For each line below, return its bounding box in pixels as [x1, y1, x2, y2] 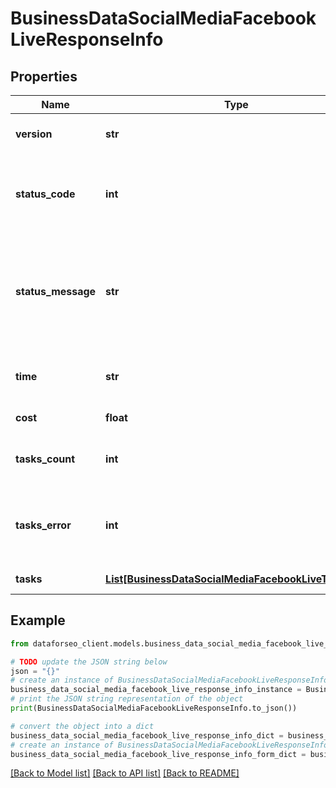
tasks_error [15, 518, 72, 532]
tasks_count [15, 452, 76, 466]
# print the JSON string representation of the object [10, 694, 244, 704]
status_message [15, 285, 97, 298]
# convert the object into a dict [10, 721, 155, 731]
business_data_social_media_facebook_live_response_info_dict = [10, 730, 284, 741]
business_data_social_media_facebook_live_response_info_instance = [10, 685, 302, 695]
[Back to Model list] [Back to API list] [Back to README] [10, 767, 240, 779]
